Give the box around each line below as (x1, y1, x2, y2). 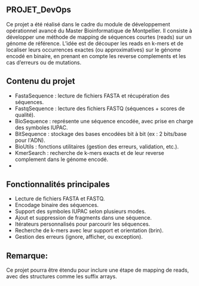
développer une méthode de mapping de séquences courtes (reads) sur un (6, 33, 192, 41)
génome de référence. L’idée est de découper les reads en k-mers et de (6, 39, 183, 47)
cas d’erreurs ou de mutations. (6, 59, 82, 66)
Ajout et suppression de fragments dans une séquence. (14, 214, 152, 221)
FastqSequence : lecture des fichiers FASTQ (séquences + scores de (14, 105, 185, 112)
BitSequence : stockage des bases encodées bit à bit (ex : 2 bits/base (14, 130, 187, 137)
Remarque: (6, 251, 48, 261)
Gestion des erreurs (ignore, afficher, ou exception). (14, 233, 143, 241)
